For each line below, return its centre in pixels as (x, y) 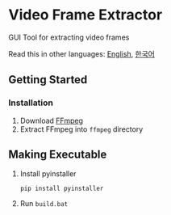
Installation (31, 103)
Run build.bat (44, 204)
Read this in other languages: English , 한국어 (81, 53)
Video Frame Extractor (85, 15)
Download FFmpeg (51, 120)
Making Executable (58, 155)
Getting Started (48, 80)
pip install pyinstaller (62, 189)
